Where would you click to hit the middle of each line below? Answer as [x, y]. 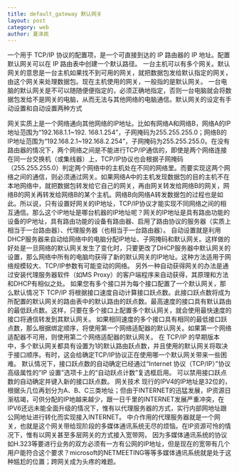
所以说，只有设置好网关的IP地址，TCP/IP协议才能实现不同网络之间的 [120, 204]
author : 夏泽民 [28, 34]
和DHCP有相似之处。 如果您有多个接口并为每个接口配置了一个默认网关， [114, 284]
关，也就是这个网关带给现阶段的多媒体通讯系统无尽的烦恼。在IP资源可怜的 [116, 426]
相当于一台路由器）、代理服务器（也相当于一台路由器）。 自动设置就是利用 [114, 230]
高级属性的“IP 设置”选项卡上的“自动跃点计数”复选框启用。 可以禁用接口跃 [114, 373]
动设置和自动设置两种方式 [45, 108]
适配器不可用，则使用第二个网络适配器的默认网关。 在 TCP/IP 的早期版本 [114, 337]
